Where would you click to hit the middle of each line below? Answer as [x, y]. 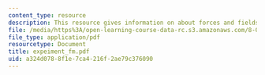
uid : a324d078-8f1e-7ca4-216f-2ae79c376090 [81, 59]
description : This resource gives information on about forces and [121, 23]
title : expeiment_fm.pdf [49, 52]
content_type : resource [47, 15]
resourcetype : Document [47, 45]
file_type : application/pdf [54, 37]
